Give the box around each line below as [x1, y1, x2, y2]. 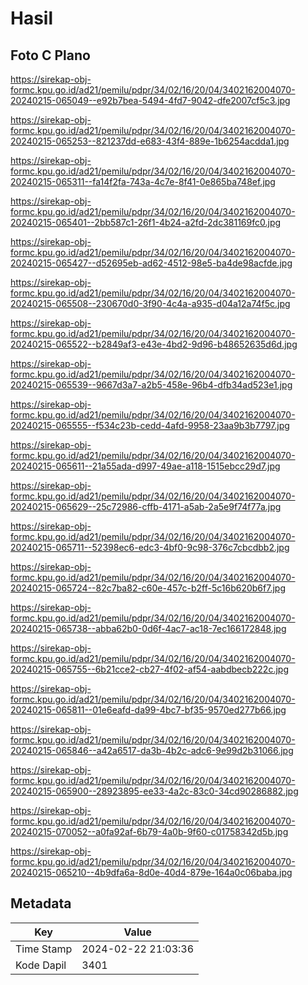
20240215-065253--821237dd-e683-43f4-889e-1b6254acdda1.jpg [10, 135, 290, 147]
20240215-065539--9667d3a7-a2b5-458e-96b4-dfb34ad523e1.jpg [10, 379, 293, 391]
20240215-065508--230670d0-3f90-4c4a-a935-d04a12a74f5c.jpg [10, 298, 291, 309]
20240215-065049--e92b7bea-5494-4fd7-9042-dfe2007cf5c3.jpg [10, 95, 291, 106]
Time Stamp [15, 942, 73, 956]
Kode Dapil [15, 958, 67, 972]
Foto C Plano [10, 47, 91, 64]
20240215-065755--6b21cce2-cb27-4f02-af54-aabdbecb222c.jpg [10, 663, 289, 675]
